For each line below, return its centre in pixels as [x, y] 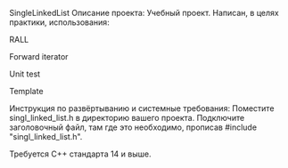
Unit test [25, 74]
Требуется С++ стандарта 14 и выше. [80, 154]
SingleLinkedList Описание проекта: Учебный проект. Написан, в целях [144, 13]
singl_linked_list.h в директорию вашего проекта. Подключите [127, 118]
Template [26, 91]
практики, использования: [59, 22]
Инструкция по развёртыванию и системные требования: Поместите [142, 108]
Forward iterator [39, 56]
